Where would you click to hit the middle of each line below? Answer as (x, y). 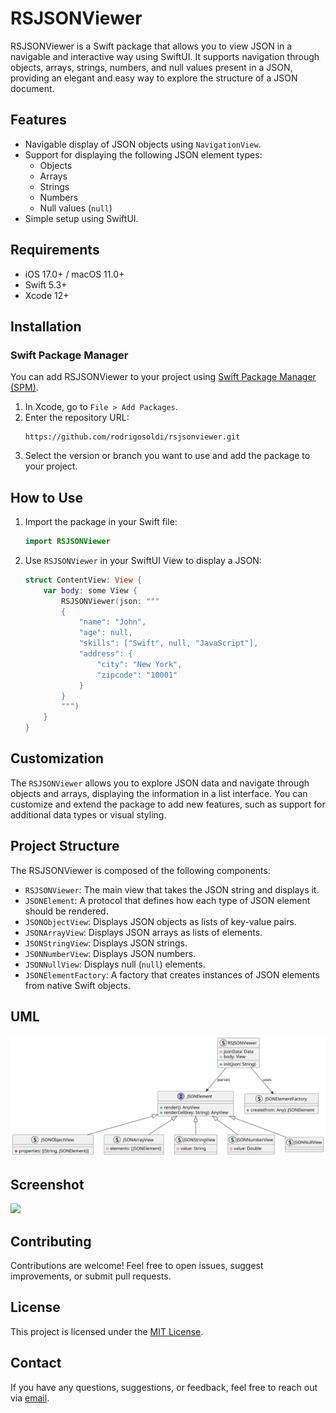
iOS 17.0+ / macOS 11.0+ (74, 274)
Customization (57, 758)
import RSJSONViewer (67, 542)
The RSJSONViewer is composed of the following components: (140, 870)
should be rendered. (66, 911)
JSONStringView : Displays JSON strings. (106, 943)
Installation (46, 326)
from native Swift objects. (77, 985)
